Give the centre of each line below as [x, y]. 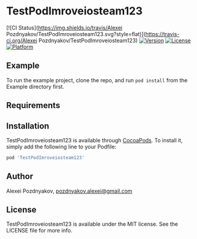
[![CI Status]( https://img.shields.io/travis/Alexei [64, 28]
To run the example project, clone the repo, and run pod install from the [97, 80]
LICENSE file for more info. [39, 231]
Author [20, 176]
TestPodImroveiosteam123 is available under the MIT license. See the [92, 224]
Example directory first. [35, 86]
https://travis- [162, 34]
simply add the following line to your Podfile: [61, 147]
